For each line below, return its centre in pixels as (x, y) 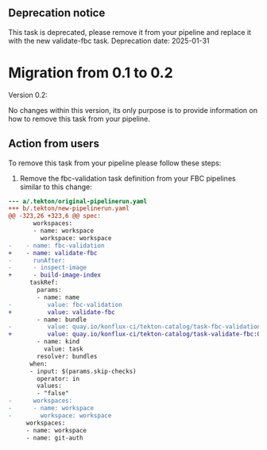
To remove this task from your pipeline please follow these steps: (115, 163)
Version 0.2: (28, 95)
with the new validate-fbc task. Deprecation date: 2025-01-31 (109, 41)
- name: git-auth (54, 438)
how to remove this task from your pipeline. (79, 118)
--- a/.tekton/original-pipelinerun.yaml (78, 201)
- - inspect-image (48, 268)
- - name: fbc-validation (56, 246)
